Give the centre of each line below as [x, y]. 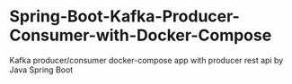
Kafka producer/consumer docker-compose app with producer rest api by [146, 60]
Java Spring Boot [41, 70]
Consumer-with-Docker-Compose [141, 35]
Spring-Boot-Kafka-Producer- [124, 17]
